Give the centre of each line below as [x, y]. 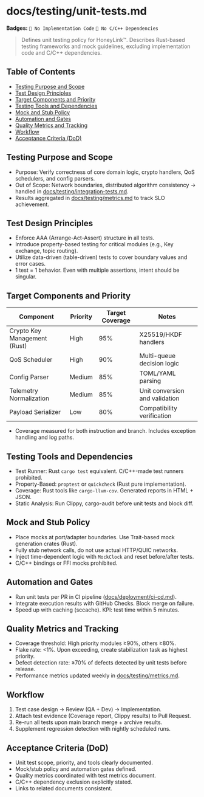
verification [155, 416]
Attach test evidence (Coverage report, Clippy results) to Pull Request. [103, 716]
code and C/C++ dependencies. [61, 52]
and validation [159, 398]
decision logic [159, 364]
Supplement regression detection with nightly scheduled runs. [93, 729]
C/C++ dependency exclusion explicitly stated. [73, 782]
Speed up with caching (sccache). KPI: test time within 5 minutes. [97, 610]
